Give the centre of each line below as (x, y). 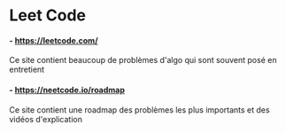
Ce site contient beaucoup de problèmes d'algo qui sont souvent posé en (143, 60)
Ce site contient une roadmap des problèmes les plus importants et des (139, 110)
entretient (27, 70)
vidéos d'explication (46, 119)
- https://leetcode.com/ (54, 40)
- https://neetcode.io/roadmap (67, 90)
